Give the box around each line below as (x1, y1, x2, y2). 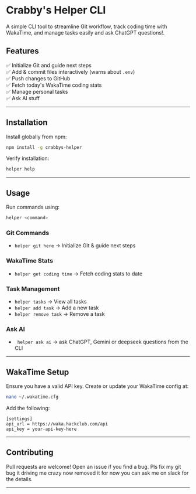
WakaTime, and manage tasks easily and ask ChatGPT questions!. (6, 29, 165, 36)
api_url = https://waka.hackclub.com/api (6, 421, 108, 427)
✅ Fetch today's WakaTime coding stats (6, 81, 102, 88)
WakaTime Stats (6, 257, 54, 265)
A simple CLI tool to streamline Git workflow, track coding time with (6, 23, 167, 30)
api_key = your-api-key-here (6, 426, 77, 432)
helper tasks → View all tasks (14, 298, 87, 305)
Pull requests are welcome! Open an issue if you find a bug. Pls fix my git (6, 463, 181, 470)
